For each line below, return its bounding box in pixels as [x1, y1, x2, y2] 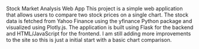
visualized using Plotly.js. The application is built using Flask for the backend [6, 24, 194, 31]
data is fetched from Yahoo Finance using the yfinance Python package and [6, 18, 192, 24]
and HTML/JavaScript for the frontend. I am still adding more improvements [6, 30, 191, 37]
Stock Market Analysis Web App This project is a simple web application [6, 5, 183, 12]
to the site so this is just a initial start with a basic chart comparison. [6, 37, 172, 43]
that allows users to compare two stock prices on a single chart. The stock [6, 11, 189, 18]
